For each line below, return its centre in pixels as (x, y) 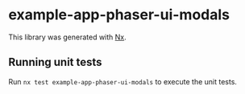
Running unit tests (55, 62)
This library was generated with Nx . (67, 37)
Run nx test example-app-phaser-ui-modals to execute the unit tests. (123, 81)
